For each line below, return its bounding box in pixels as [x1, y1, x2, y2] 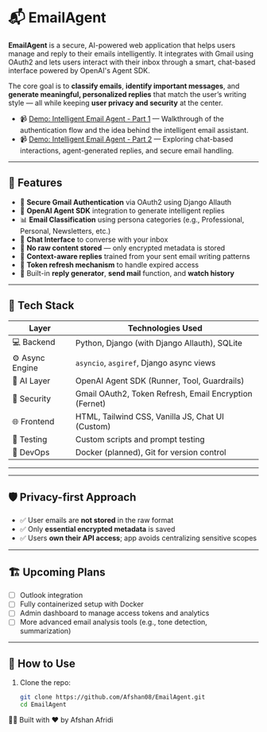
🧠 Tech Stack [8, 299, 75, 312]
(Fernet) [75, 397, 106, 409]
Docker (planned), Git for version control [75, 447, 226, 458]
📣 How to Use [8, 656, 75, 670]
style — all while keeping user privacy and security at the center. [8, 98, 223, 107]
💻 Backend [12, 336, 56, 347]
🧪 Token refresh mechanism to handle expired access [19, 260, 199, 269]
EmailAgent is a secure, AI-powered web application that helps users [8, 40, 236, 50]
